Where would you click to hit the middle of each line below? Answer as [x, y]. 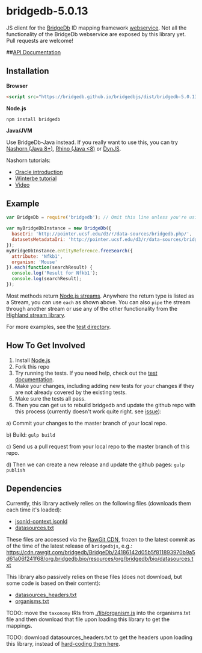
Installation [28, 71]
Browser [17, 86]
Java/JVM [19, 130]
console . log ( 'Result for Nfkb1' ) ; [55, 273]
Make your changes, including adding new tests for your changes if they [104, 386]
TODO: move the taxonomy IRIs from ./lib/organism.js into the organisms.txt [98, 613]
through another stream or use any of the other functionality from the [92, 308]
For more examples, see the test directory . [59, 326]
